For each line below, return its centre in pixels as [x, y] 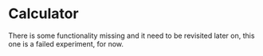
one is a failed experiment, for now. [66, 43]
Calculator [43, 14]
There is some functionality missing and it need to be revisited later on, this [131, 35]
